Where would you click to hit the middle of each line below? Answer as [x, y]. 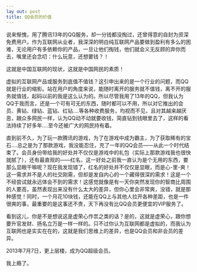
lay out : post [23, 11]
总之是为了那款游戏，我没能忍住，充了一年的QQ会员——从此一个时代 [101, 145]
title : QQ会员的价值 [29, 17]
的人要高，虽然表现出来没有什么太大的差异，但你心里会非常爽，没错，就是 [96, 189]
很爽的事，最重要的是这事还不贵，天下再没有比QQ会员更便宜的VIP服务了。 [96, 203]
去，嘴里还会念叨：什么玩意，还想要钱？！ [57, 56]
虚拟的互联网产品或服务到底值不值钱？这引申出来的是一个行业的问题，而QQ [97, 81]
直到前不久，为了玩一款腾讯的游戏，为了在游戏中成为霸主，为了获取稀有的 [96, 138]
